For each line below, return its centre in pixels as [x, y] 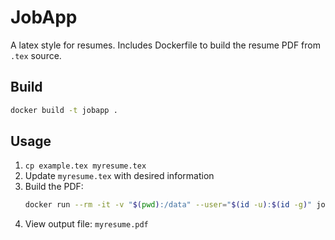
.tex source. [36, 55]
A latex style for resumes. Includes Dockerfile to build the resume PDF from [165, 45]
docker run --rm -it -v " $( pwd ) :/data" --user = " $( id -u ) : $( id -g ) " [168, 205]
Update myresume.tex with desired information [119, 176]
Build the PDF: [54, 187]
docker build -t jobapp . [64, 110]
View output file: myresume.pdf [86, 224]
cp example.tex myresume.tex [85, 166]
